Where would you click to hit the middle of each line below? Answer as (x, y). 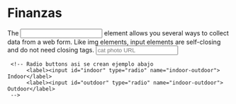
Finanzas (35, 13)
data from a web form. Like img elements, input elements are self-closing (114, 42)
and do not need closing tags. (51, 50)
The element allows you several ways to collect (118, 33)
